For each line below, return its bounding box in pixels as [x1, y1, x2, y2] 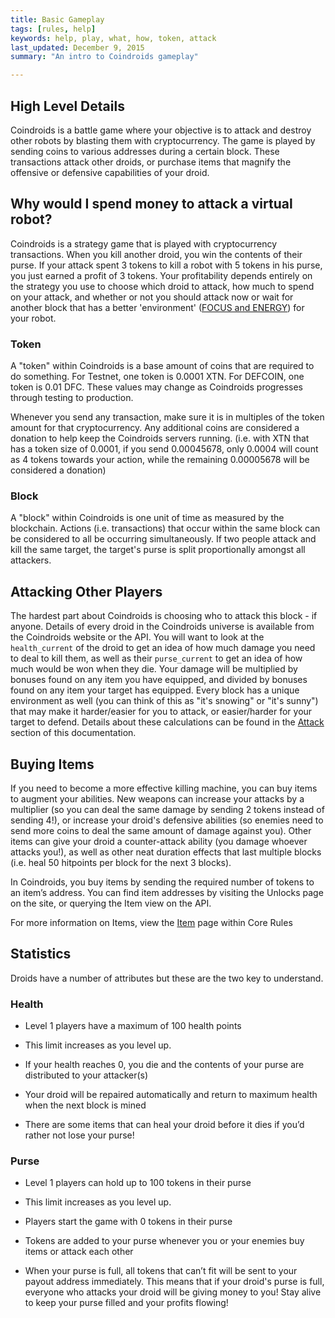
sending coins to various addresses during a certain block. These [10, 145, 280, 157]
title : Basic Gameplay [10, 14, 105, 25]
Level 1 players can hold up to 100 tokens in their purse [24, 1177, 252, 1189]
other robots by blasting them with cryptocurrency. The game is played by [10, 134, 316, 146]
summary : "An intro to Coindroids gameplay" [10, 52, 199, 62]
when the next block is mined [24, 1099, 147, 1111]
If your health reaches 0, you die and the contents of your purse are [24, 1059, 305, 1071]
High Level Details [10, 97, 125, 115]
